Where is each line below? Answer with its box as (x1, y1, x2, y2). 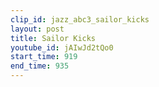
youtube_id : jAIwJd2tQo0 (10, 42, 114, 53)
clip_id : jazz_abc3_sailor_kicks (10, 14, 150, 25)
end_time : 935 (10, 61, 70, 71)
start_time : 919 (10, 52, 78, 62)
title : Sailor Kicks (10, 33, 97, 43)
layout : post (10, 24, 65, 34)
